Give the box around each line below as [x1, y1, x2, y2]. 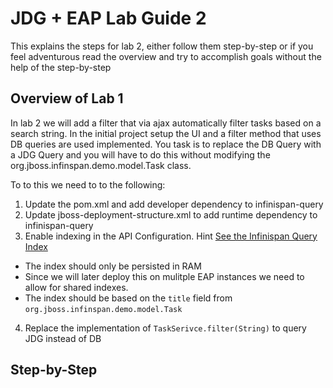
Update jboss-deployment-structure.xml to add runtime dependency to [24, 208, 318, 221]
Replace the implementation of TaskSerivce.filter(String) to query [24, 322, 307, 334]
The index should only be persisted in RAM [24, 260, 202, 272]
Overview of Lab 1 [10, 90, 124, 107]
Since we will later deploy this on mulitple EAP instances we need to [24, 270, 305, 282]
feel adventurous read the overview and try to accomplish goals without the [10, 50, 322, 62]
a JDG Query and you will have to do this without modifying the [10, 148, 271, 161]
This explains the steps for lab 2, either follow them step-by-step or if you [10, 40, 314, 52]
